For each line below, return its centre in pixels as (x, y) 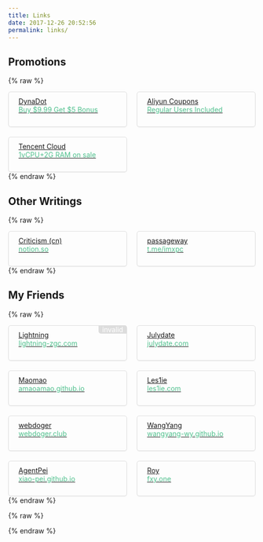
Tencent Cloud (42, 147)
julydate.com (168, 343)
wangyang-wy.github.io (185, 434)
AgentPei (33, 470)
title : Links (29, 15)
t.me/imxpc (165, 249)
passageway (168, 241)
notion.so (34, 249)
